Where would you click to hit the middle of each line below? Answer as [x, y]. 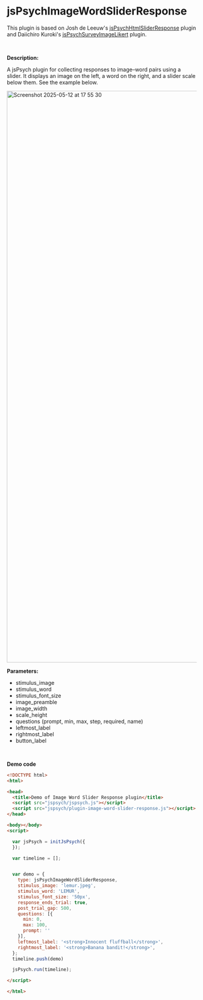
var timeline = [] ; [37, 858]
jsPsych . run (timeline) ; [42, 970]
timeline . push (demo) [38, 959]
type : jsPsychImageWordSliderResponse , [68, 880]
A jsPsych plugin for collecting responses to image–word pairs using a [94, 69]
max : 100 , [35, 925]
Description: [23, 57]
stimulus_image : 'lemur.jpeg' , [57, 886]
